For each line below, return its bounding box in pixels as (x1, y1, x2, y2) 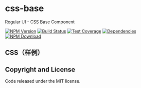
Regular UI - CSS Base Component (5, 19, 75, 25)
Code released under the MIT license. (5, 78, 81, 84)
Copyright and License (5, 65, 75, 73)
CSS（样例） (5, 49, 44, 57)
